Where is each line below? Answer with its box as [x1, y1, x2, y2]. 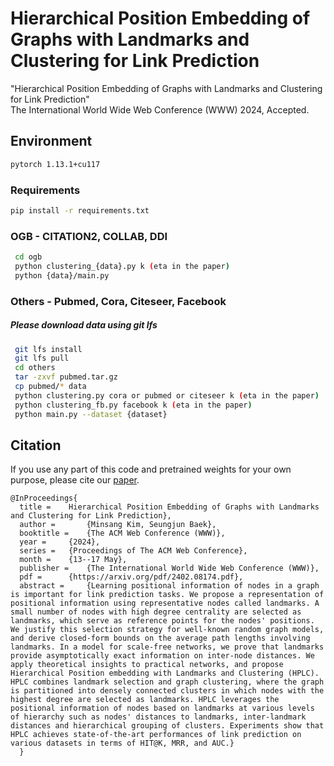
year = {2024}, [19, 537, 101, 547]
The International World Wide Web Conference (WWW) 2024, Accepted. [10, 103, 310, 116]
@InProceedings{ [10, 493, 78, 504]
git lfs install [14, 344, 83, 354]
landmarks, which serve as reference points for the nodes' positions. [10, 616, 315, 626]
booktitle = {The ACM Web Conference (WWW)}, [19, 528, 226, 539]
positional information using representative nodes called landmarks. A [10, 598, 320, 609]
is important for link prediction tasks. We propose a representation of [10, 590, 325, 600]
